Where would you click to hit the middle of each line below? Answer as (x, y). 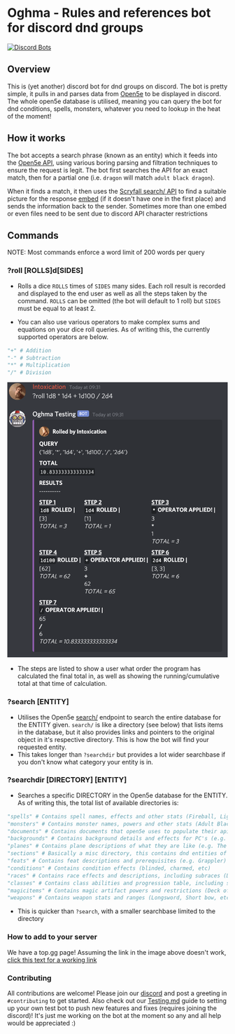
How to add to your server (52, 937)
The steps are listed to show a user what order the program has (109, 669)
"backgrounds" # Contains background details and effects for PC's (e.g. (117, 839)
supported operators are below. (63, 337)
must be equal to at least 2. (57, 308)
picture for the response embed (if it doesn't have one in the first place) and (116, 199)
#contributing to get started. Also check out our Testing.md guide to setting (117, 1000)
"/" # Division (29, 373)
